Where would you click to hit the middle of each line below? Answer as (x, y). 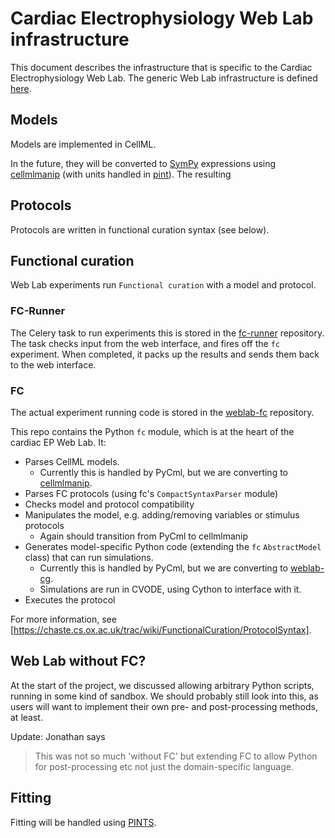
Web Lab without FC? (78, 661)
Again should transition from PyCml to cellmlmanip (144, 536)
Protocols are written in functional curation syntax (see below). (140, 229)
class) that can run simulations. (89, 557)
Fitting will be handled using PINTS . (83, 822)
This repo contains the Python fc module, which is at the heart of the (152, 431)
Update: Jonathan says (58, 736)
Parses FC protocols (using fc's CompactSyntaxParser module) (151, 493)
